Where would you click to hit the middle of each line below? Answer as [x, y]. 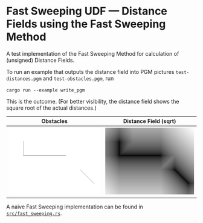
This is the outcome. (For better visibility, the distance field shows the [93, 101]
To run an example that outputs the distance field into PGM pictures [90, 72]
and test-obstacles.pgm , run [79, 78]
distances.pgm [24, 79]
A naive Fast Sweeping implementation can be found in [75, 207]
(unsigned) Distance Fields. [40, 60]
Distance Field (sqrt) [150, 121]
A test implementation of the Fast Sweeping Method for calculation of [93, 53]
